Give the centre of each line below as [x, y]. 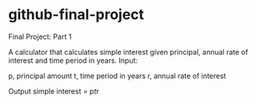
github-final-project [76, 15]
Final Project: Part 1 [40, 37]
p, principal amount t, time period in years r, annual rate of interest [117, 75]
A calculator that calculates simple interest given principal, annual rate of [128, 52]
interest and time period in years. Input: [73, 60]
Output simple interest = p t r [54, 91]
